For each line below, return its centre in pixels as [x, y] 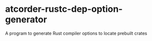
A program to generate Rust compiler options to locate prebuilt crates [76, 33]
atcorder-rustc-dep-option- [64, 9]
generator [26, 20]
